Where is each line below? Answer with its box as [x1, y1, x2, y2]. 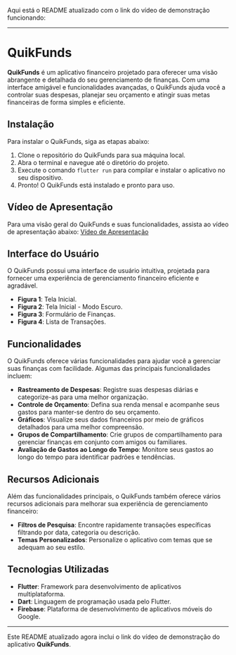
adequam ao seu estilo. [17, 543, 86, 551]
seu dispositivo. [17, 173, 63, 182]
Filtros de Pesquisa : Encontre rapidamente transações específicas [17, 521, 211, 529]
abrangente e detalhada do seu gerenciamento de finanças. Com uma [7, 75, 210, 84]
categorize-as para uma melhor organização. [17, 393, 149, 401]
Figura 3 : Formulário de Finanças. [17, 310, 116, 319]
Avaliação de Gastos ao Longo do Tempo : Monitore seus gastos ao [17, 446, 214, 454]
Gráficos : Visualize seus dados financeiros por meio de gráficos [17, 415, 204, 424]
